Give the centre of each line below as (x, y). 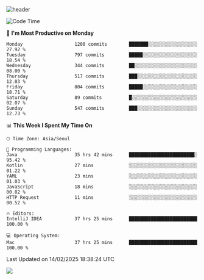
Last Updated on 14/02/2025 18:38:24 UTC (60, 259)
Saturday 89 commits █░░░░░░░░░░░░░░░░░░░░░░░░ (102, 98)
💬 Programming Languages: (39, 149)
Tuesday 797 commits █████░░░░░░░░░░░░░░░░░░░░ (102, 55)
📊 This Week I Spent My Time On (49, 125)
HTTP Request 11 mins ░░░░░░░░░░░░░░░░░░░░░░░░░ (102, 198)
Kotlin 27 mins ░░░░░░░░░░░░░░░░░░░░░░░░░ (102, 165)
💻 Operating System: (33, 235)
